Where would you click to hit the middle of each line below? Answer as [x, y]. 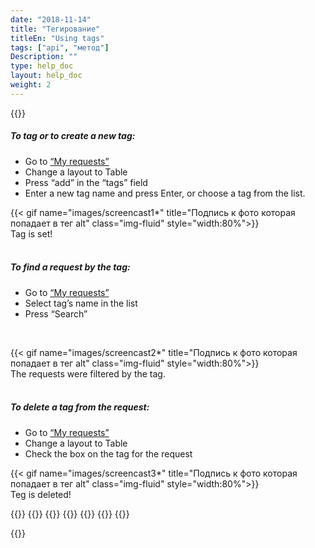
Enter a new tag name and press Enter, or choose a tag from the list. [165, 193]
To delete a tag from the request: [80, 407]
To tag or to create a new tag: [73, 136]
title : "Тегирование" [55, 29]
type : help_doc [42, 66]
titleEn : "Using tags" [57, 38]
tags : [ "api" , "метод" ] [60, 47]
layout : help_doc [46, 76]
